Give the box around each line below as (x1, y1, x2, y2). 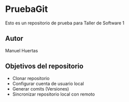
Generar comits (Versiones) (12, 86, 69, 92)
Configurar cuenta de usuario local (12, 81, 84, 87)
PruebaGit (5, 3, 48, 15)
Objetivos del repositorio (5, 62, 84, 71)
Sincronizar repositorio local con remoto (12, 91, 95, 97)
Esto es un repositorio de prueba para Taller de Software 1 (5, 20, 125, 26)
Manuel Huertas (5, 47, 38, 53)
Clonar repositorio (12, 75, 50, 81)
